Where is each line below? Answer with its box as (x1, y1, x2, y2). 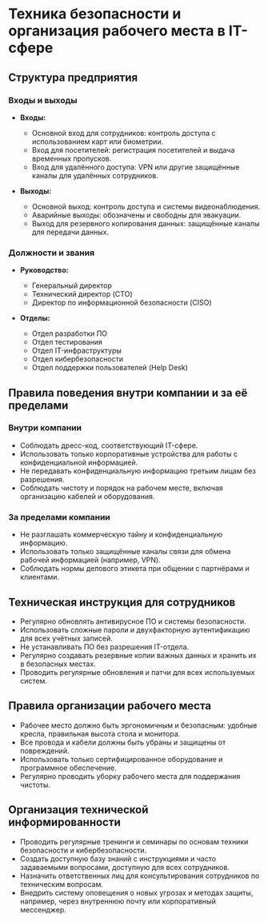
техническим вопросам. (19, 879, 104, 888)
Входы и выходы (8, 94, 78, 106)
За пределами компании (8, 511, 110, 522)
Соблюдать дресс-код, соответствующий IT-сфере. (19, 441, 198, 450)
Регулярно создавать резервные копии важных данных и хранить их (19, 650, 258, 660)
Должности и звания (8, 247, 94, 258)
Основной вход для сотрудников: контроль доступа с (31, 128, 216, 138)
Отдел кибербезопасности (31, 354, 124, 364)
